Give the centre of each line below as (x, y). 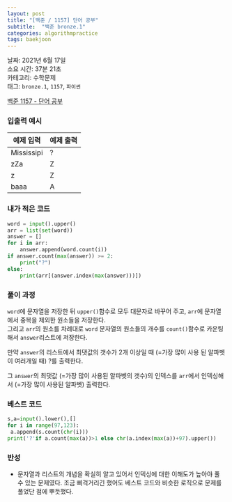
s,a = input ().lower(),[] (42, 419)
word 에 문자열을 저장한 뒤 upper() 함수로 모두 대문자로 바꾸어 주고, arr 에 (105, 311)
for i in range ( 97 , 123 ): (43, 425)
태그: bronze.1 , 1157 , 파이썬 (44, 86)
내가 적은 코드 (29, 209)
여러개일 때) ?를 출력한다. (49, 361)
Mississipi (27, 152)
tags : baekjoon (29, 40)
